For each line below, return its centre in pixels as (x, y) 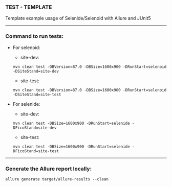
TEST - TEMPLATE (29, 7)
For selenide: (26, 104)
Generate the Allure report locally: (49, 169)
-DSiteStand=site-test (37, 95)
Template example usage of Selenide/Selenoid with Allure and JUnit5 (78, 18)
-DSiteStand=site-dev (36, 71)
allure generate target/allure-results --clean (57, 179)
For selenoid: (26, 48)
